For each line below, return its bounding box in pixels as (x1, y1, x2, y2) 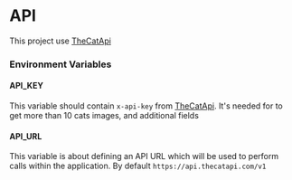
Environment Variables (9, 58, 112, 71)
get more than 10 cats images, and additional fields (9, 110, 199, 121)
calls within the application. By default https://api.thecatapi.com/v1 (9, 160, 267, 172)
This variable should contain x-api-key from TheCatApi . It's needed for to (9, 100, 283, 111)
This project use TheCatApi (9, 35, 111, 46)
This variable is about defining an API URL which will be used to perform (9, 151, 279, 162)
